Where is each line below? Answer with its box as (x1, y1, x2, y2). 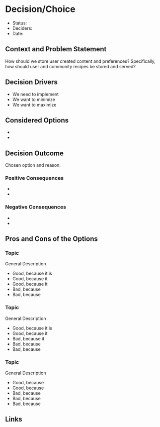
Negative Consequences (5, 204, 66, 211)
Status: (12, 20, 27, 26)
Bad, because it (12, 335, 45, 341)
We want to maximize (12, 102, 57, 107)
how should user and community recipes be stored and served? (5, 63, 136, 69)
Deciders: (12, 25, 32, 31)
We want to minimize (12, 96, 56, 103)
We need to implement (12, 91, 59, 97)
